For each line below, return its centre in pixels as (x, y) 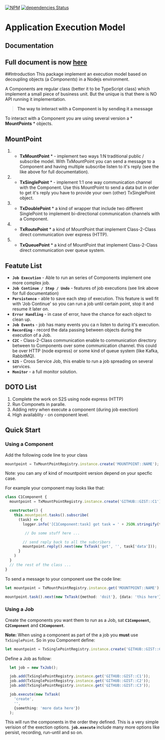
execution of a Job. (32, 335)
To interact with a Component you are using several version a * (69, 119)
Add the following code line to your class (46, 455)
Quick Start (23, 430)
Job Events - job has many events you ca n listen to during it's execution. (86, 325)
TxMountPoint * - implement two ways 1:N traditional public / (82, 156)
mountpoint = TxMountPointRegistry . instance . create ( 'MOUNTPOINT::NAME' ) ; (82, 464)
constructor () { (26, 511)
